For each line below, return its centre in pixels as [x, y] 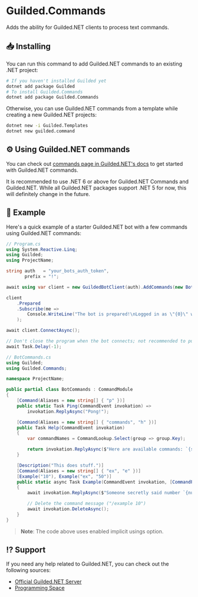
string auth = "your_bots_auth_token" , [58, 271]
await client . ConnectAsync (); [43, 331]
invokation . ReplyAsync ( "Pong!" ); [68, 412]
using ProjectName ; [30, 260]
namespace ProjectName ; [35, 379]
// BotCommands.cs [29, 357]
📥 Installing [29, 46]
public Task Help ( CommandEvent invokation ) [71, 428]
